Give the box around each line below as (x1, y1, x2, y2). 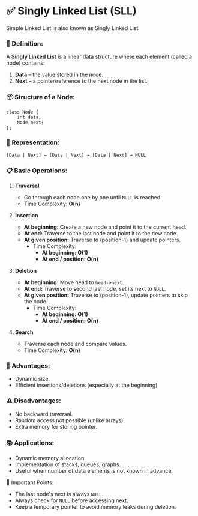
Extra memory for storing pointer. (14, 423, 98, 430)
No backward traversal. (14, 410, 73, 417)
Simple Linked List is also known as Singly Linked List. (6, 24, 140, 31)
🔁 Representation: (6, 138, 60, 147)
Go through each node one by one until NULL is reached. (23, 194, 162, 201)
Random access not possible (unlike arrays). (14, 416, 125, 424)
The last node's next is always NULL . (14, 491, 104, 498)
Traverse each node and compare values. (23, 341, 127, 348)
